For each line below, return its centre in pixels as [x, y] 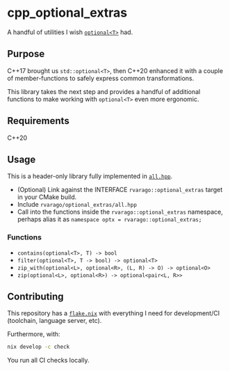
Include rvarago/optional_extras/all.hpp [77, 205]
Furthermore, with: [34, 334]
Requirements [38, 121]
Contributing [35, 297]
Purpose [26, 54]
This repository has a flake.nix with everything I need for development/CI [114, 313]
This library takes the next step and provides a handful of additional [104, 91]
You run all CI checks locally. [48, 361]
